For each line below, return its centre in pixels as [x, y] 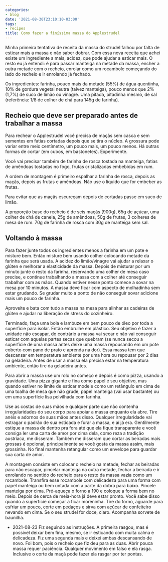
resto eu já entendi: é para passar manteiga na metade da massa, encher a [82, 63]
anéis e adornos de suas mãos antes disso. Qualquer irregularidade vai [78, 417]
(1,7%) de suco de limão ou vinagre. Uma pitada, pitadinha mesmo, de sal [81, 94]
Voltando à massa [34, 238]
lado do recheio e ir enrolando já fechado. [48, 74]
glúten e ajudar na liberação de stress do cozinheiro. [59, 313]
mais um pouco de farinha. [33, 298]
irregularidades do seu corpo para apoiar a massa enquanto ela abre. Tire [81, 411]
